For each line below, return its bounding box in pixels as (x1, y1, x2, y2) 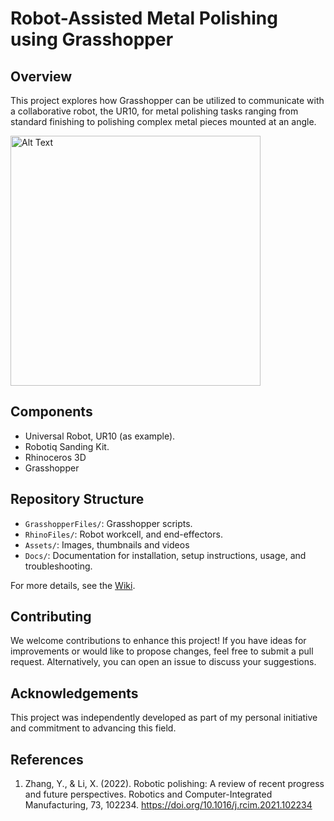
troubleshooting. (24, 560, 93, 572)
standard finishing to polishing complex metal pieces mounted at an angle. (10, 116, 317, 127)
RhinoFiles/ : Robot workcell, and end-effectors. (24, 528, 223, 540)
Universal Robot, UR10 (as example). (24, 430, 176, 442)
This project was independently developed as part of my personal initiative (10, 712, 318, 724)
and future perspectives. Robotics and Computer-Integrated (24, 788, 273, 801)
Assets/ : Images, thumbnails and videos (24, 538, 190, 551)
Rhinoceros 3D (24, 451, 87, 463)
